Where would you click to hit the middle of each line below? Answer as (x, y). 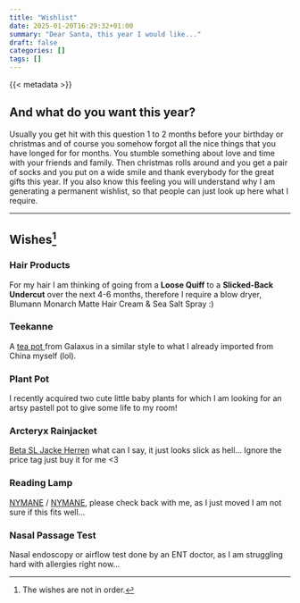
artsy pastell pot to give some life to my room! (93, 408)
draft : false (33, 42)
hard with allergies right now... (65, 564)
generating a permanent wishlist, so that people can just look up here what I (149, 191)
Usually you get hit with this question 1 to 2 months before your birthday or (146, 134)
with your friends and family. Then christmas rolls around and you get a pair (149, 163)
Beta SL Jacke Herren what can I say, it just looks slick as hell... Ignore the (146, 450)
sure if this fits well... (47, 512)
